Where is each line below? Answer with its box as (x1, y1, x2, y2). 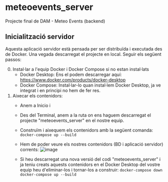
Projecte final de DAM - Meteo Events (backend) (5, 18, 105, 24)
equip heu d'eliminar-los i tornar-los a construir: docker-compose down (20, 166, 163, 172)
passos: (5, 56, 22, 62)
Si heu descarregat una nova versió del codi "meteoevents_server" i (20, 156, 161, 162)
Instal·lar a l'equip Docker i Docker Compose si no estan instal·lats (12, 66, 149, 72)
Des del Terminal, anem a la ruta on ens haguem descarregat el (20, 112, 151, 118)
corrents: (20, 146, 39, 152)
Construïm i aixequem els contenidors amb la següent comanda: (20, 127, 153, 133)
